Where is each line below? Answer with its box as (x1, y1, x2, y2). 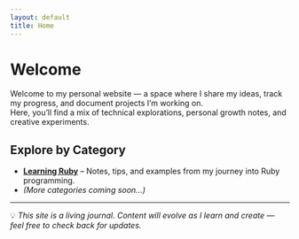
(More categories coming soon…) (22, 185, 146, 196)
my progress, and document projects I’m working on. (10, 98, 203, 109)
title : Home (10, 21, 54, 30)
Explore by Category (10, 143, 127, 158)
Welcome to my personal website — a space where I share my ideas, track (10, 89, 283, 99)
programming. (22, 175, 75, 186)
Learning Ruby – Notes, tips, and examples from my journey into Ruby (22, 166, 280, 177)
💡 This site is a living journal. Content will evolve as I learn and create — (10, 210, 275, 221)
